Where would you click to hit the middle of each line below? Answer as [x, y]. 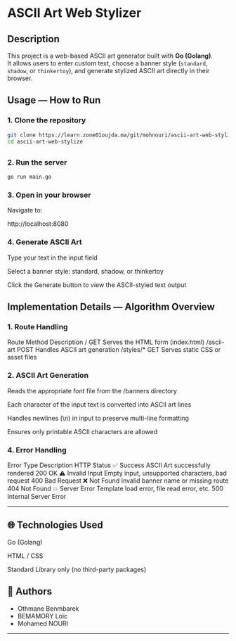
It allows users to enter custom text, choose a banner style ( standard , [107, 63]
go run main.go [29, 177]
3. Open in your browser [49, 195]
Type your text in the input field [53, 258]
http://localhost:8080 [38, 224]
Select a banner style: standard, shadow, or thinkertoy [85, 271]
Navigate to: [25, 210]
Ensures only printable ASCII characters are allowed [83, 431]
